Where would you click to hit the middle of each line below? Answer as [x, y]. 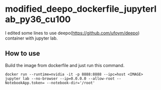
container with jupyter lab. [31, 38]
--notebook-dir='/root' [71, 83]
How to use [23, 54]
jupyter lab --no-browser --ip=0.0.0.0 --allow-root [60, 79]
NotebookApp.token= [25, 83]
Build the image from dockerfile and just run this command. [65, 65]
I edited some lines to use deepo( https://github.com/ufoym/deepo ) [72, 33]
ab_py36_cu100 [38, 19]
